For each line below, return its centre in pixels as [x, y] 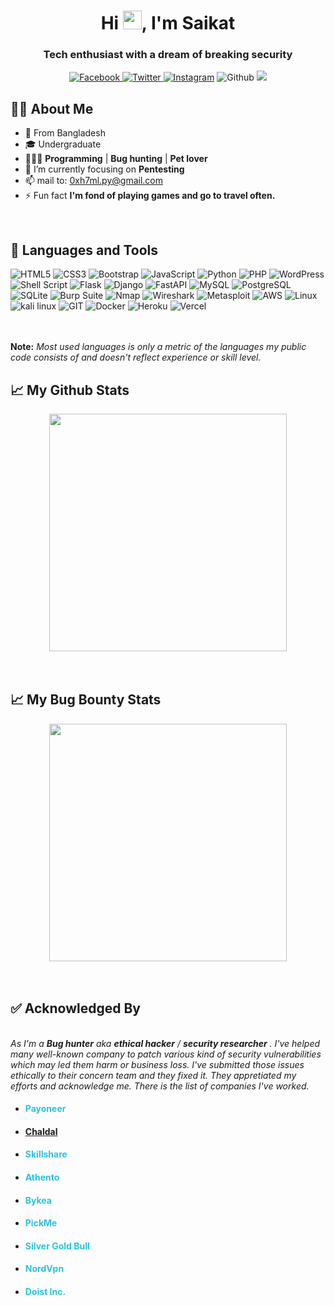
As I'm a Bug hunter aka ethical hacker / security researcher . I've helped [165, 1043]
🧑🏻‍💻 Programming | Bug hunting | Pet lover [116, 159]
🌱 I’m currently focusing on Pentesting [104, 169]
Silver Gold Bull [57, 1246]
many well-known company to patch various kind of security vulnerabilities [166, 1054]
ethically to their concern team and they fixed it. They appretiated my [153, 1075]
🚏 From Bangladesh [65, 133]
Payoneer [45, 1109]
